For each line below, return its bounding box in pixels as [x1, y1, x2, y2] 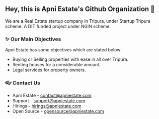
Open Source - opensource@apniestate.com [12, 108, 104, 114]
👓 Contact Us [5, 79, 41, 86]
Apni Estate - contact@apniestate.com [12, 92, 92, 99]
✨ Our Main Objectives [5, 36, 61, 42]
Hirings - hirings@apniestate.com [12, 103, 81, 109]
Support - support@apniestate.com [12, 98, 85, 104]
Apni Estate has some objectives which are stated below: [5, 47, 122, 53]
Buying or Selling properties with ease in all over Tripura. [12, 56, 129, 62]
